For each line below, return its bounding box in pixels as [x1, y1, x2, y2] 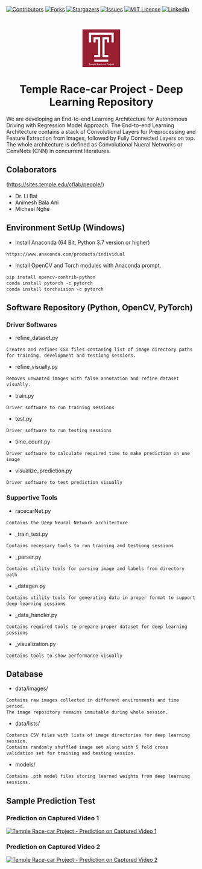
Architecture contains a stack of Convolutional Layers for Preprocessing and [6, 128, 196, 135]
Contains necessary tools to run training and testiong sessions [6, 542, 174, 548]
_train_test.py [14, 530, 48, 538]
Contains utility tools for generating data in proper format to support [6, 594, 196, 601]
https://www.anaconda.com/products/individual [6, 251, 125, 257]
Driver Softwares [6, 320, 57, 328]
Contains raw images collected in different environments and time [6, 697, 180, 703]
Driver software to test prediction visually [6, 480, 122, 486]
